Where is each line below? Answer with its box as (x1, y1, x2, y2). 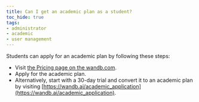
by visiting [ (14, 83, 44, 90)
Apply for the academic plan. (14, 71, 87, 77)
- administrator (6, 25, 47, 31)
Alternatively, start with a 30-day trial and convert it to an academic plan (14, 76, 193, 84)
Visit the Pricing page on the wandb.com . (14, 64, 117, 71)
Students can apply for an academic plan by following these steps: (6, 53, 170, 59)
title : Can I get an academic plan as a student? (6, 8, 133, 15)
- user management (6, 36, 52, 42)
